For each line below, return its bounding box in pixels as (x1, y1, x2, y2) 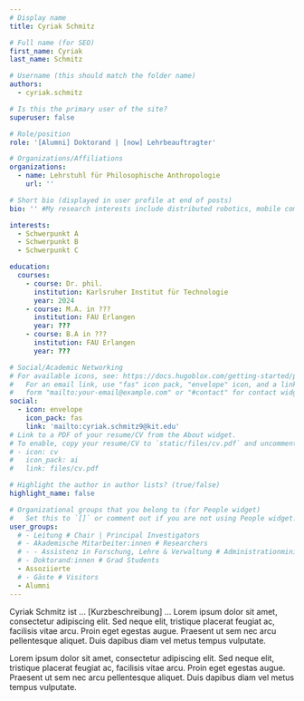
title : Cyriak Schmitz (9, 22, 95, 31)
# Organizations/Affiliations (9, 154, 124, 163)
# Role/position (9, 129, 71, 139)
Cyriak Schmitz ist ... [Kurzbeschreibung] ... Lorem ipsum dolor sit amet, (9, 606, 278, 617)
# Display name (9, 13, 67, 23)
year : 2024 (33, 296, 75, 305)
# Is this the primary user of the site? (9, 104, 168, 113)
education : (9, 262, 51, 272)
